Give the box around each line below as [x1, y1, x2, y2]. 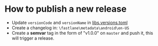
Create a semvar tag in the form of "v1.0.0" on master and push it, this [11, 30, 153, 36]
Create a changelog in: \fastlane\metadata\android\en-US [11, 24, 130, 30]
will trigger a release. [11, 35, 54, 41]
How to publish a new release [4, 3, 127, 15]
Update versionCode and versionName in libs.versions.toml [11, 20, 128, 25]
